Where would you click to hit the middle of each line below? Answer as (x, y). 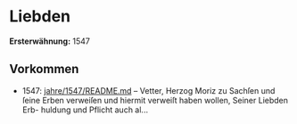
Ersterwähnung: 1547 (50, 41)
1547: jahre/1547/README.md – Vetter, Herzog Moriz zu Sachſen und (148, 90)
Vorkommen (44, 69)
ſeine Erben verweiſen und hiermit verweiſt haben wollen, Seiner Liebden (155, 100)
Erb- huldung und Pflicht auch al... (85, 110)
